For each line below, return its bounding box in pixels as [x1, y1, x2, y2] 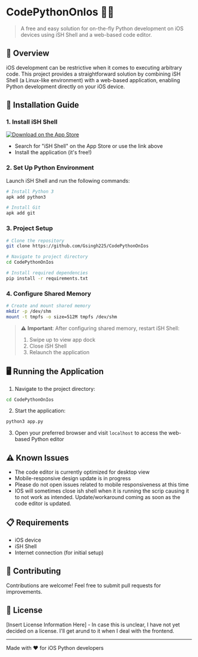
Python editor [31, 436, 65, 443]
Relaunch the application [29, 348, 90, 355]
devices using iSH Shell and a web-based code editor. [20, 31, 152, 38]
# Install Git [6, 205, 41, 211]
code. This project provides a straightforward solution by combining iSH [6, 70, 181, 77]
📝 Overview [6, 48, 49, 59]
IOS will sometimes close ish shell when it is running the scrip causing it [14, 487, 189, 494]
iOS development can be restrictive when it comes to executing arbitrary [6, 64, 183, 71]
